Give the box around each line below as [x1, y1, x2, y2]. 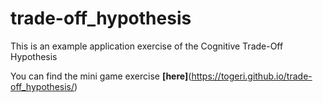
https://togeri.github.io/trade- [191, 70, 313, 82]
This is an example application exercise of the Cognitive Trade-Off [10, 40, 284, 52]
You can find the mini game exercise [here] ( [10, 70, 192, 82]
